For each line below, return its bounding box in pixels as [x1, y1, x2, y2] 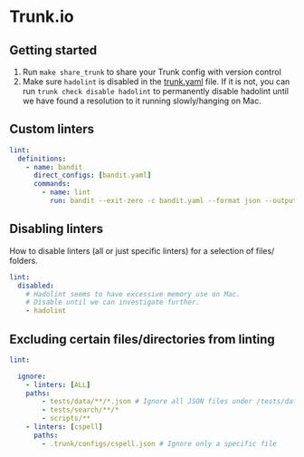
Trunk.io [9, 6, 74, 27]
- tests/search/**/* [42, 405, 119, 414]
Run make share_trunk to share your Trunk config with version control [22, 66, 282, 77]
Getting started [9, 43, 98, 58]
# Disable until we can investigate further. [25, 297, 201, 307]
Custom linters [9, 122, 95, 137]
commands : [33, 180, 71, 189]
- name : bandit [25, 162, 83, 171]
